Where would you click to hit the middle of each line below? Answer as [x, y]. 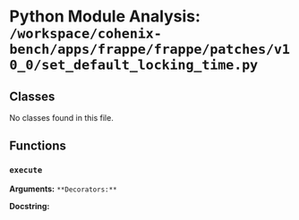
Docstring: [30, 206]
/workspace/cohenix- [86, 34]
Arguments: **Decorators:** [64, 189]
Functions [38, 146]
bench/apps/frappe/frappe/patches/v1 [150, 50]
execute [26, 170]
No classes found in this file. [61, 118]
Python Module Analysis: [105, 17]
